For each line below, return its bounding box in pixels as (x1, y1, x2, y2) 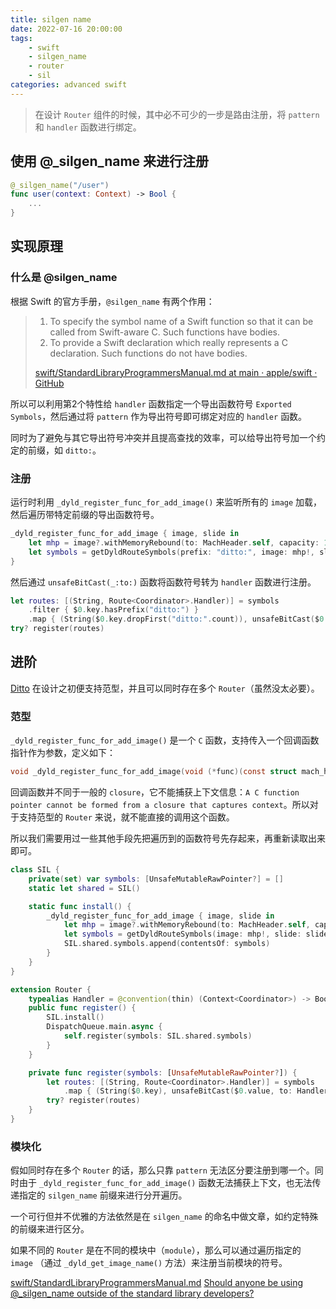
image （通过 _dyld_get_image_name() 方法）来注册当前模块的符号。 (10, 1257, 288, 1269)
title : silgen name (10, 14, 92, 25)
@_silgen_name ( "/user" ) (10, 180, 110, 190)
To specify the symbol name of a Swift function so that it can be (49, 315, 314, 327)
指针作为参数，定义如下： (10, 747, 116, 759)
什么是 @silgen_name (10, 271, 118, 285)
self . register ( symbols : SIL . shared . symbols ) (63, 1031, 253, 1041)
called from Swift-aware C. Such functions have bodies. (49, 326, 280, 338)
